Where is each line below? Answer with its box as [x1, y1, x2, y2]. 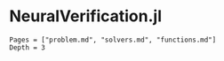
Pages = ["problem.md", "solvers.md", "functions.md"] [9, 35, 217, 44]
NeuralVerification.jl [9, 6, 163, 27]
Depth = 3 [9, 42, 46, 52]
